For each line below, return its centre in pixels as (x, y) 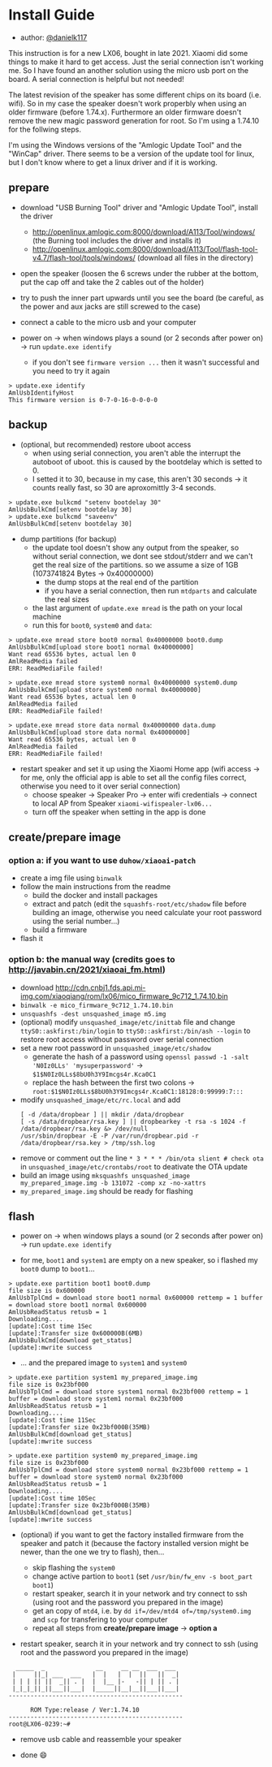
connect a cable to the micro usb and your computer (108, 322)
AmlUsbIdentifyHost (41, 393)
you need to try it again (71, 370)
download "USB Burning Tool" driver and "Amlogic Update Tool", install (139, 207)
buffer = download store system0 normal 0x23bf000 (96, 1477)
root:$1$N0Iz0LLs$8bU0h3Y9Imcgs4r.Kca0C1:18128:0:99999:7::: (138, 1091)
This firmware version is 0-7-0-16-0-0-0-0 (83, 400)
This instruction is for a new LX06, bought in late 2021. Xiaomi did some (128, 53)
